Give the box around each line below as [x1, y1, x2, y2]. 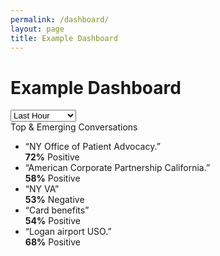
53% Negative [24, 194, 85, 206]
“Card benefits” [24, 204, 90, 216]
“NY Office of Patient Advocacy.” [24, 141, 161, 153]
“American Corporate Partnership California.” [24, 162, 211, 174]
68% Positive [24, 236, 81, 248]
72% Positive [24, 151, 80, 163]
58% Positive [24, 172, 81, 185]
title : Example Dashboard [10, 33, 118, 43]
